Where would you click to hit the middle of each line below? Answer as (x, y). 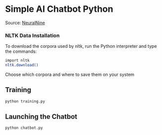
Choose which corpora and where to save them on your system (70, 74)
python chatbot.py (24, 128)
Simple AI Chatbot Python (59, 9)
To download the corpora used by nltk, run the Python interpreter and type (81, 46)
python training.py (25, 101)
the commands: (21, 51)
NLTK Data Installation (33, 35)
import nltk (17, 61)
